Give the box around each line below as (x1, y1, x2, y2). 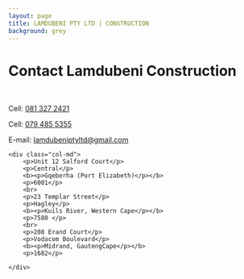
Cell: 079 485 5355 (8, 119, 72, 129)
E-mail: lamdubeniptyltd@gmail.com (8, 135, 129, 145)
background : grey (8, 27, 67, 35)
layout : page (8, 11, 52, 20)
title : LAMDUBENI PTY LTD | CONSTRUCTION (8, 19, 150, 27)
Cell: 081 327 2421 (8, 104, 70, 114)
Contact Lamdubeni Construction (8, 61, 238, 80)
